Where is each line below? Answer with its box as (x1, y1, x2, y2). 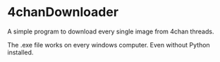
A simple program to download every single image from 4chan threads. (7, 27, 214, 36)
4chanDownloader (7, 4, 118, 20)
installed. (7, 48, 34, 56)
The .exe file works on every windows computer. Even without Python (7, 40, 210, 49)
